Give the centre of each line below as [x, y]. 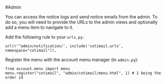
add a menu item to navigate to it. [39, 27]
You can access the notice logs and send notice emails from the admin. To [81, 17]
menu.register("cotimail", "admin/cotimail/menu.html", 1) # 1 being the [83, 73]
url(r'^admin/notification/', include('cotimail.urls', [64, 46]
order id [14, 78]
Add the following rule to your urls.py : [44, 37]
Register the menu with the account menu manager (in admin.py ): [72, 60]
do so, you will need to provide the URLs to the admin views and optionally [82, 22]
